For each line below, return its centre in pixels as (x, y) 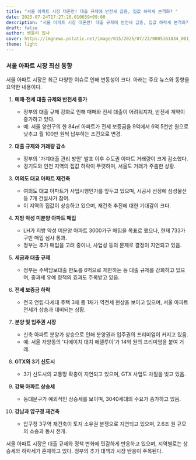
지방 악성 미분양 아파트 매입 (45, 218)
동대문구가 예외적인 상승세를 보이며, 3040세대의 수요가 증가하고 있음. (102, 399)
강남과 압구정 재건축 (37, 411)
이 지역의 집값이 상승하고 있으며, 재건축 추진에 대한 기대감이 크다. (97, 206)
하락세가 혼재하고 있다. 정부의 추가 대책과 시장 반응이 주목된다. (92, 451)
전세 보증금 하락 (32, 290)
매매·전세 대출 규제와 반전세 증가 (51, 100)
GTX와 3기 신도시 (35, 362)
